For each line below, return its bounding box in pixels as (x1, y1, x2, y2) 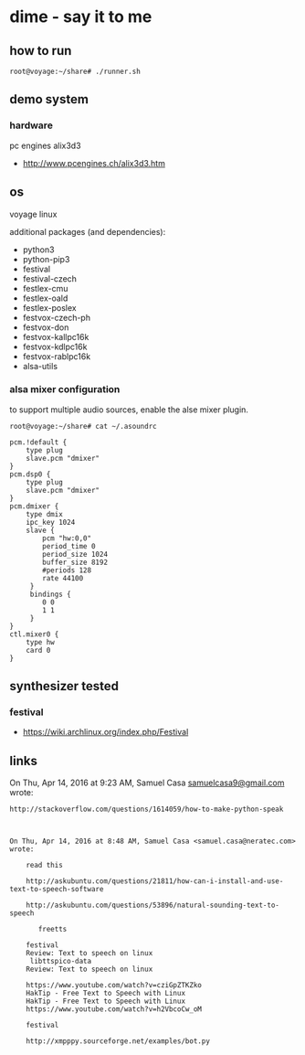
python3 (22, 244, 55, 255)
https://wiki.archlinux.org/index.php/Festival (22, 727, 189, 738)
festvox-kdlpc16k (22, 341, 88, 352)
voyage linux (9, 208, 58, 219)
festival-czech (22, 272, 78, 284)
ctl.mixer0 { (9, 629, 59, 639)
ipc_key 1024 (26, 517, 76, 527)
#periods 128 (42, 565, 92, 575)
